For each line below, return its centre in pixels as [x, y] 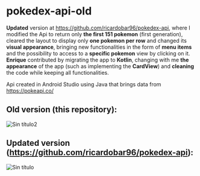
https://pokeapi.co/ [30, 90]
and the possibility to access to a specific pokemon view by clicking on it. [98, 53]
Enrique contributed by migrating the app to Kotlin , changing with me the [98, 60]
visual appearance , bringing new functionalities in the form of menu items [99, 47]
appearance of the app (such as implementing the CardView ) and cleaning [100, 66]
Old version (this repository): [62, 110]
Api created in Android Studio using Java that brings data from [84, 84]
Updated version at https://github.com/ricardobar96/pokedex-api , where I [98, 28]
